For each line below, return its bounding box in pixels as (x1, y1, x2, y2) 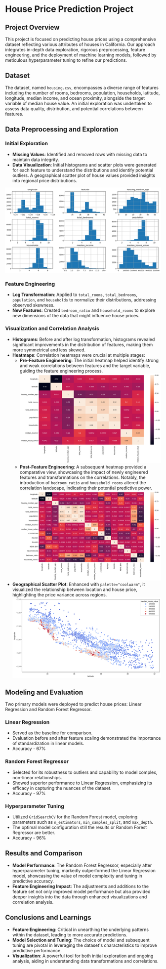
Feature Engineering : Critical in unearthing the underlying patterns (12, 927, 149, 932)
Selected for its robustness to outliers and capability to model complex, (12, 769, 158, 775)
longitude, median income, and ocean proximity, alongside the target (5, 95, 145, 101)
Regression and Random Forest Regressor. (5, 707, 92, 713)
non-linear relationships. (12, 774, 62, 780)
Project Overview (5, 23, 60, 32)
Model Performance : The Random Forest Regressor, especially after (12, 862, 152, 868)
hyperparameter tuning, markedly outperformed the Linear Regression (12, 867, 156, 873)
